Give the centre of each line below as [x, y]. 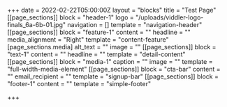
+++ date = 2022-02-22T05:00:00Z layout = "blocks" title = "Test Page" [112, 10]
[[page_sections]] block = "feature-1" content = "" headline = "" [99, 32]
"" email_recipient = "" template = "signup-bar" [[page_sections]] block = [113, 76]
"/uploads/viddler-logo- [169, 17]
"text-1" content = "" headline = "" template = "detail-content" [97, 54]
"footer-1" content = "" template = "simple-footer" [79, 84]
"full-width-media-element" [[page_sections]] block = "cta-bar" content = [114, 69]
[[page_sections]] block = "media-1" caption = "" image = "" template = [110, 61]
